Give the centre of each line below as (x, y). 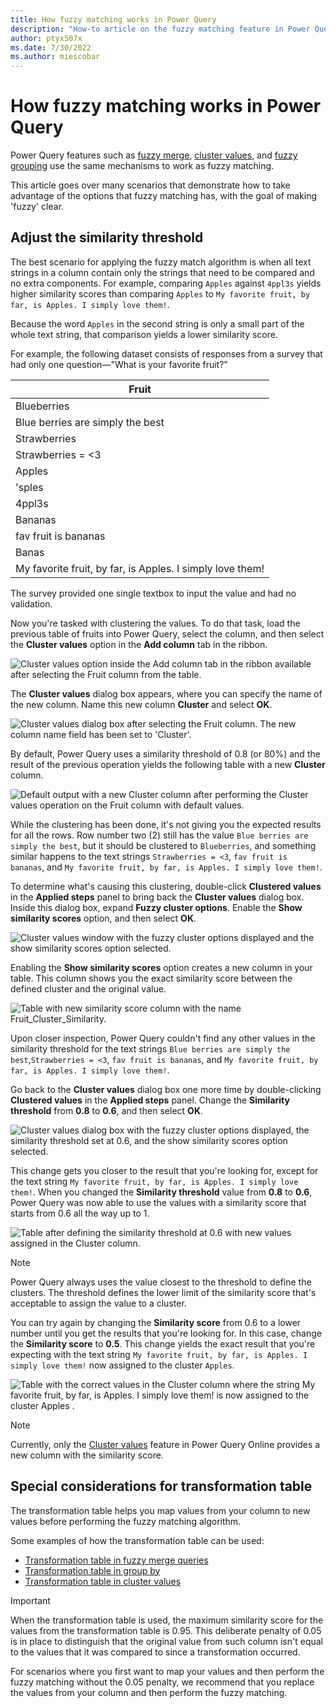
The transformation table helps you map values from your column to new (160, 1510)
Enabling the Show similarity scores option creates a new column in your (161, 967)
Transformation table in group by (92, 1570)
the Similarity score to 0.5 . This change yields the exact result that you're (163, 1343)
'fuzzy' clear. (37, 207)
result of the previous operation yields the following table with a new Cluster (168, 764)
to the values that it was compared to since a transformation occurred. (155, 1652)
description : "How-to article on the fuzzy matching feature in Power (160, 29)
